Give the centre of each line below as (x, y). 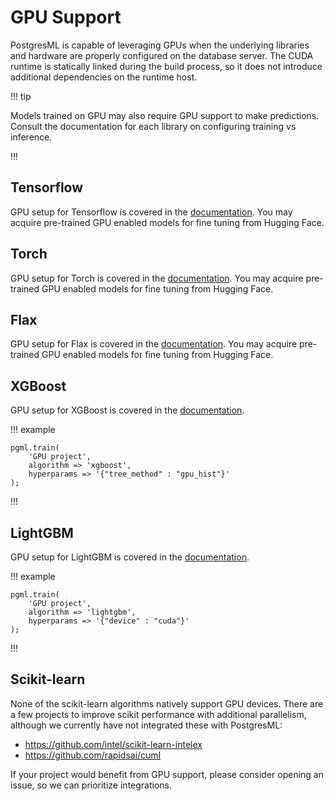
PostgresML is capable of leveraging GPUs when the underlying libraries (160, 45)
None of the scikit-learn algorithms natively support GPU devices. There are (167, 703)
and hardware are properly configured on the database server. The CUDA (162, 55)
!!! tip (21, 96)
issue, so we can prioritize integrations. (91, 785)
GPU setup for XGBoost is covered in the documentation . (127, 410)
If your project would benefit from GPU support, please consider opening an (167, 774)
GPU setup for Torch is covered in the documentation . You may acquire (157, 278)
